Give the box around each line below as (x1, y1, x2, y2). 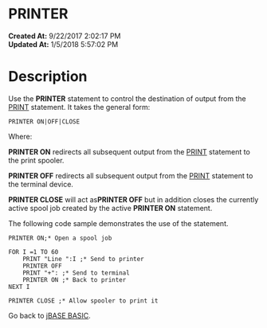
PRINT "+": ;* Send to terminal (22, 268, 130, 277)
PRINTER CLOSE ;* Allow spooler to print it (8, 296, 159, 305)
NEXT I (8, 283, 30, 291)
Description (8, 68, 88, 86)
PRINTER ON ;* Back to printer (22, 275, 127, 283)
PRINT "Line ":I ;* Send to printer (22, 255, 145, 263)
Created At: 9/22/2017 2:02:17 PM (8, 31, 121, 41)
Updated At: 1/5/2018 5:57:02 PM (8, 39, 119, 49)
